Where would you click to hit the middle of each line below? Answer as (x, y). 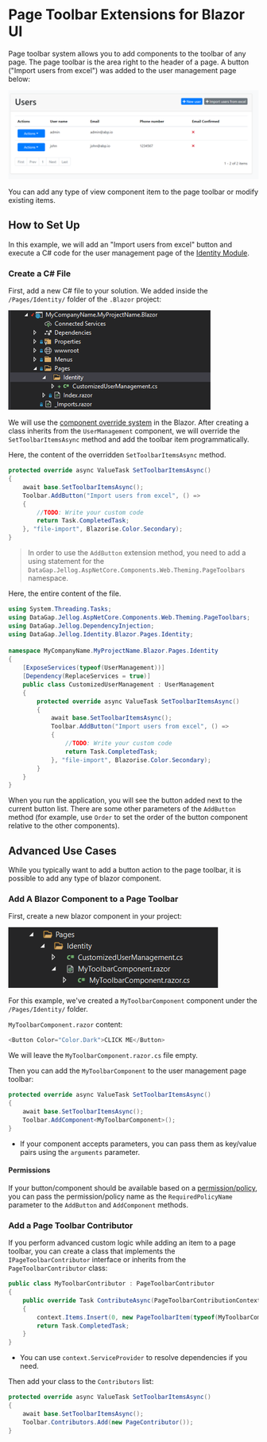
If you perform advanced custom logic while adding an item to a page (122, 1243)
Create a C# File (40, 274)
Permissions (29, 1170)
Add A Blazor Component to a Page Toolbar (93, 899)
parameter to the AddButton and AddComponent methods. (99, 1205)
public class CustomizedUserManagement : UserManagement (119, 684)
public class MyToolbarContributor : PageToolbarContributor (112, 1284)
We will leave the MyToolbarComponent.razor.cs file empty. (103, 1055)
